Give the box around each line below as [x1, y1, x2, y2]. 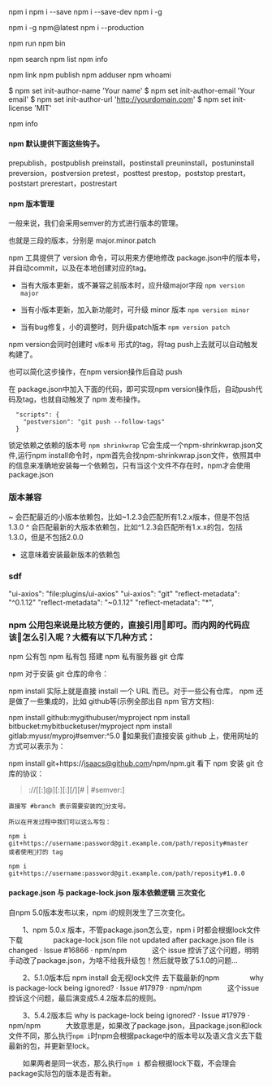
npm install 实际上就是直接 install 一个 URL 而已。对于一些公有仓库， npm [8, 686, 254, 696]
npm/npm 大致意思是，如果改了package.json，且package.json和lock [8, 1020, 262, 1030]
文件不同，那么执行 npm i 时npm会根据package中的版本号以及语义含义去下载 [8, 1031, 262, 1040]
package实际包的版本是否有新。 [8, 1068, 116, 1078]
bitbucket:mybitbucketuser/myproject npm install [8, 721, 173, 732]
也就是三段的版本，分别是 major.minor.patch [8, 235, 157, 245]
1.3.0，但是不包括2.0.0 [8, 532, 84, 542]
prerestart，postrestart [40, 178, 118, 188]
